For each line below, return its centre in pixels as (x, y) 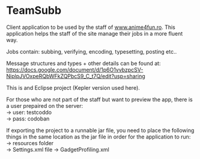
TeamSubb (34, 11)
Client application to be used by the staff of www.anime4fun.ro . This (91, 27)
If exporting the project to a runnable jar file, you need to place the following (100, 130)
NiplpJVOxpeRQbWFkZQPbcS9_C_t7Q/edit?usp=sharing (76, 76)
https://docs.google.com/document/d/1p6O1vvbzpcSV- (75, 69)
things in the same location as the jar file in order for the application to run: (98, 137)
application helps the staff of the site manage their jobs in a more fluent (95, 33)
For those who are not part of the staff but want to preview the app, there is (100, 99)
